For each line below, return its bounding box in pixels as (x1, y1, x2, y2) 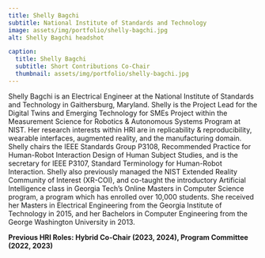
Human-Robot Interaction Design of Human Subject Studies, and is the (8, 150, 239, 159)
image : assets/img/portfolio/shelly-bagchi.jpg (8, 26, 168, 34)
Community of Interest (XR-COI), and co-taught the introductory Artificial (8, 175, 247, 185)
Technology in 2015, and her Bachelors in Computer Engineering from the (8, 208, 248, 218)
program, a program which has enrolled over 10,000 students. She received (8, 192, 255, 201)
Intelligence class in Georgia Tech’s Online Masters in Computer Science (8, 183, 244, 193)
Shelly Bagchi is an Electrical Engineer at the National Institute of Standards (8, 92, 255, 101)
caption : (8, 48, 37, 56)
